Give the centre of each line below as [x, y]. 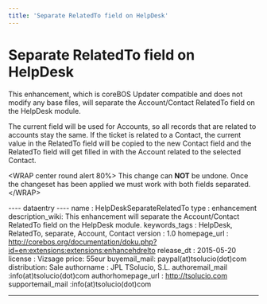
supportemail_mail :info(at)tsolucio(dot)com [80, 284]
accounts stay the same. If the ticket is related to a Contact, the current [125, 134]
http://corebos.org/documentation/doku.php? [83, 242]
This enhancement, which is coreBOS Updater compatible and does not [126, 94]
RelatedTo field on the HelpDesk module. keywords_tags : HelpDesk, [120, 224]
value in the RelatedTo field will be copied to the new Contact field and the [130, 143]
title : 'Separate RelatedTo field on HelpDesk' [89, 16]
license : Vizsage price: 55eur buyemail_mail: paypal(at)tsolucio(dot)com [128, 259]
